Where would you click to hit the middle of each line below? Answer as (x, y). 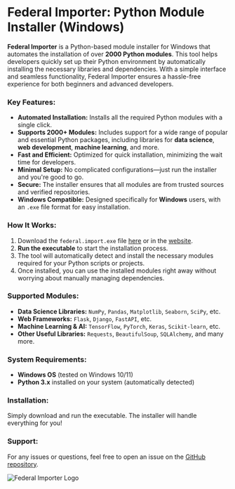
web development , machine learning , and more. (88, 148)
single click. (35, 125)
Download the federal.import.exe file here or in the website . (105, 240)
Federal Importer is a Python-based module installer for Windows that (109, 46)
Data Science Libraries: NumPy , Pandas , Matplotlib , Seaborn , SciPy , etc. (119, 311)
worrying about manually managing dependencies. (91, 278)
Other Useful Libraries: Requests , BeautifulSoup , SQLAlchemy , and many (120, 334)
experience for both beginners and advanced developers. (90, 84)
